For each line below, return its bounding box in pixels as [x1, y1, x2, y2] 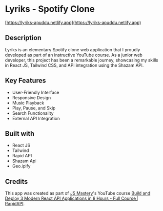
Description [5, 34, 41, 42]
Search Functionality [12, 110, 54, 116]
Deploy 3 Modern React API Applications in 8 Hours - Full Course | [5, 195, 139, 201]
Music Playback [12, 100, 44, 105]
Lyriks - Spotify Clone [5, 3, 95, 15]
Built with [5, 129, 35, 138]
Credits [5, 177, 28, 186]
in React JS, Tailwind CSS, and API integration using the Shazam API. [5, 62, 144, 68]
